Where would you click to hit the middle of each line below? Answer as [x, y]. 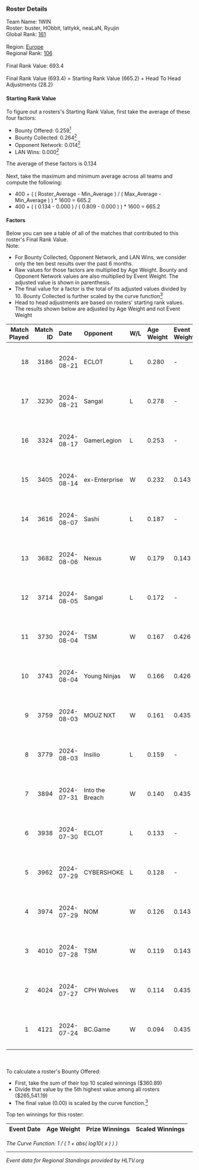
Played [19, 337]
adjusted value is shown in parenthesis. [63, 283]
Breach [94, 797]
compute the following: [34, 183]
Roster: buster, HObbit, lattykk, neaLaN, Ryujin [63, 28]
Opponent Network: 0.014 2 [48, 144]
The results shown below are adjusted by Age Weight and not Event [97, 309]
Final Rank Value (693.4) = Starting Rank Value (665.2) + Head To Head [94, 78]
